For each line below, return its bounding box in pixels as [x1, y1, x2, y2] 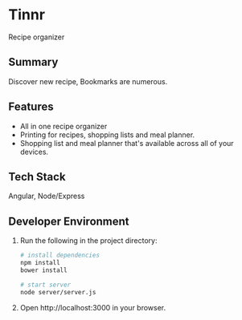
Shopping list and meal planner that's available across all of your [19, 138, 235, 148]
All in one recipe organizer [19, 121, 108, 131]
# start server [19, 281, 72, 289]
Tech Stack [8, 170, 66, 184]
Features [8, 100, 54, 114]
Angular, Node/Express [8, 191, 85, 201]
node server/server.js [19, 288, 96, 296]
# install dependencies [19, 251, 100, 260]
